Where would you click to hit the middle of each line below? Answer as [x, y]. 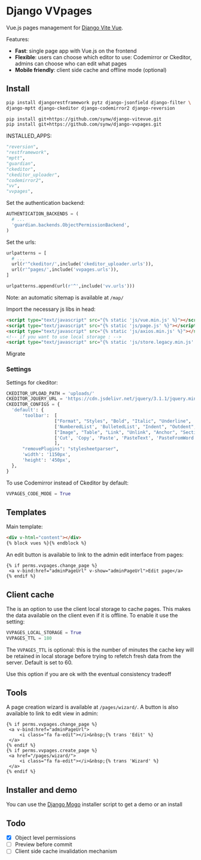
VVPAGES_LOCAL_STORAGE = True [44, 632]
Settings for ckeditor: [32, 382]
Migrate [16, 354]
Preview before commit [44, 844]
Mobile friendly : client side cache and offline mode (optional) [91, 69]
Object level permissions [45, 838]
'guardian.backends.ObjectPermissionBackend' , [71, 225]
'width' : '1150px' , [46, 455]
